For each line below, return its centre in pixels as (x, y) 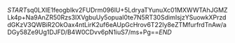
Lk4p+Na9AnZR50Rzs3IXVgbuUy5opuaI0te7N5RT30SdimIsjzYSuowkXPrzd (117, 17)
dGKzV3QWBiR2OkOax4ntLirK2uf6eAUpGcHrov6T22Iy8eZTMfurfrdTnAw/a (117, 25)
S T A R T (17, 10)
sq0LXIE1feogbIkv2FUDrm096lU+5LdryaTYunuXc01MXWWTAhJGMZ (127, 10)
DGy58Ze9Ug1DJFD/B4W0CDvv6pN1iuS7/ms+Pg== (83, 32)
